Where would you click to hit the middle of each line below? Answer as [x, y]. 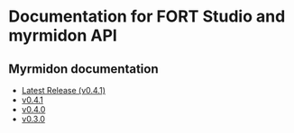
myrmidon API [63, 35]
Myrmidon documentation [83, 69]
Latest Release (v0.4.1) [63, 90]
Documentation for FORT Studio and [147, 17]
